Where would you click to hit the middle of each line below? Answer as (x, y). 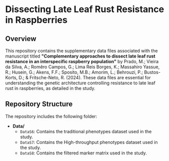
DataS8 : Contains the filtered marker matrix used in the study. (83, 153)
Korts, (11, 77)
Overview (21, 39)
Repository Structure (39, 104)
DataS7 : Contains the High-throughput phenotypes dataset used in (89, 142)
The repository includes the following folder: (51, 116)
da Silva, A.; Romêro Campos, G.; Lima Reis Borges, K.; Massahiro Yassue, (82, 67)
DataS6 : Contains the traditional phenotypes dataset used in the (86, 131)
